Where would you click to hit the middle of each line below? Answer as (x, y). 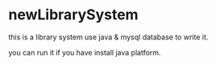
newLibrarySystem (73, 15)
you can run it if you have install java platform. (85, 52)
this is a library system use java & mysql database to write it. (108, 37)
